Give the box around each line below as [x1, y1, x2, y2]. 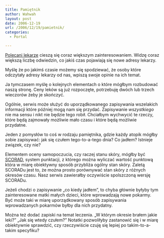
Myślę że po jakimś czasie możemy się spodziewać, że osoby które [5, 66, 141, 72]
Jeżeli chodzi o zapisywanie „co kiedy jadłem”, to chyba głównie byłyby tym [5, 187, 159, 193]
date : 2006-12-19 [5, 21, 41, 26]
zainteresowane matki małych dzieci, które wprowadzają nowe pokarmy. [5, 192, 152, 198]
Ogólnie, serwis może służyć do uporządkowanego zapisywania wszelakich [5, 101, 158, 107]
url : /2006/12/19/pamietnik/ [5, 25, 65, 30]
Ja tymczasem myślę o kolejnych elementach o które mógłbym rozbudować [5, 81, 158, 87]
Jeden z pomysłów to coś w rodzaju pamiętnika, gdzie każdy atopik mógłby [5, 131, 158, 137]
